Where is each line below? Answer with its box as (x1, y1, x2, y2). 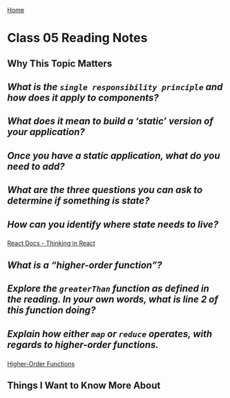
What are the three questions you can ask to (7, 184, 203, 196)
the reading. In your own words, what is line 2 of (7, 293, 219, 305)
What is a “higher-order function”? (7, 259, 162, 271)
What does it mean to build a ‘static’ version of (7, 116, 213, 127)
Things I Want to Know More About (7, 379, 161, 391)
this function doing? (7, 305, 96, 316)
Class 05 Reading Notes (7, 30, 148, 46)
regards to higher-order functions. (7, 338, 159, 350)
